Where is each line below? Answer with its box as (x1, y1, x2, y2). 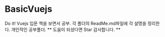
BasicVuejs (5, 3, 53, 15)
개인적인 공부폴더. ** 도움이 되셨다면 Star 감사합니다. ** (11, 26, 121, 33)
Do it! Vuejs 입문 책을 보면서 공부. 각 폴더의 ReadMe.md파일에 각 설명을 (5, 20, 146, 26)
